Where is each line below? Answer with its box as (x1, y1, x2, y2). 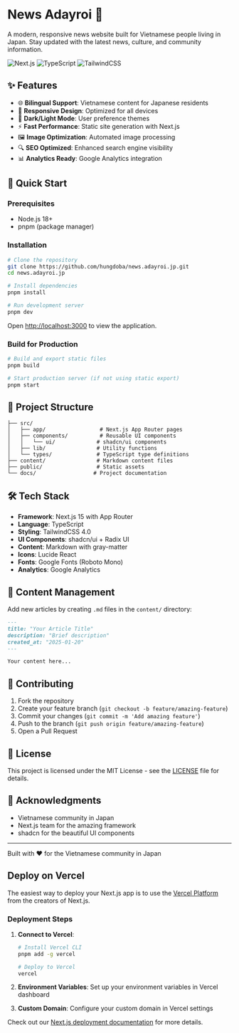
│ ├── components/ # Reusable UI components (7, 432, 176, 440)
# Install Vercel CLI (17, 943, 82, 951)
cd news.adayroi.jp (7, 270, 65, 277)
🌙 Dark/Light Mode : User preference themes (17, 114, 150, 122)
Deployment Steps (7, 914, 73, 924)
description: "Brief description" (7, 631, 110, 639)
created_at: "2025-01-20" (7, 639, 84, 646)
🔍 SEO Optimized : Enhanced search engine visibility (17, 143, 173, 152)
